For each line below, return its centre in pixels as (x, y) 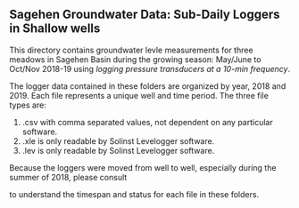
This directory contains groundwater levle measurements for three (131, 50)
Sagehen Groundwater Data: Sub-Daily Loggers (145, 15)
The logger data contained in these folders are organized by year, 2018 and (148, 86)
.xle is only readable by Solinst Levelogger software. (118, 140)
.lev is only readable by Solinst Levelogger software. (118, 150)
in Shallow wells (55, 29)
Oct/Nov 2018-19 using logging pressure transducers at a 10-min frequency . (150, 68)
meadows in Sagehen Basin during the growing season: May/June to (135, 59)
